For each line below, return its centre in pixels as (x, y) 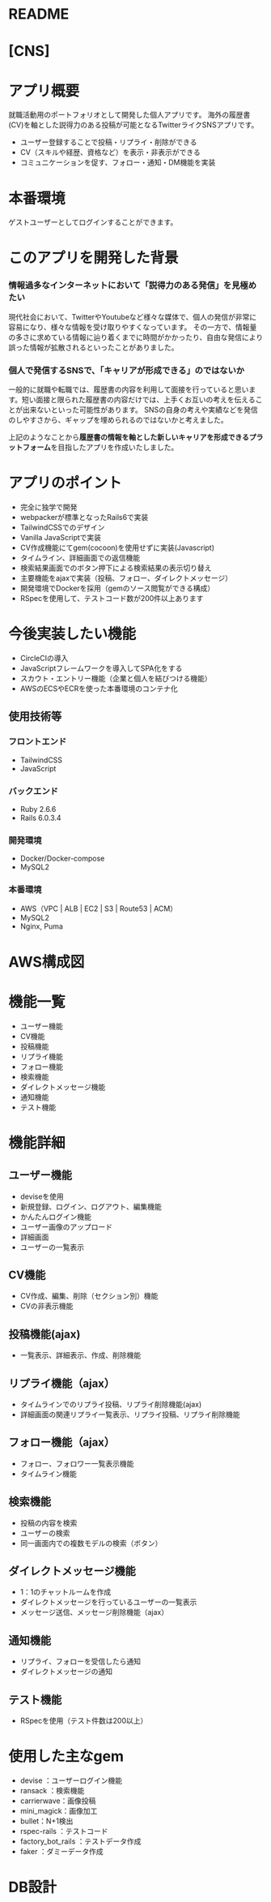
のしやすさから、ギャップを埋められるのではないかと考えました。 (118, 420)
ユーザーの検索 (45, 1533)
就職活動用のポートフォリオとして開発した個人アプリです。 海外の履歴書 (129, 115)
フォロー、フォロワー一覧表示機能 (77, 1463)
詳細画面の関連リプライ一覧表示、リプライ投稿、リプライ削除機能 (130, 1415)
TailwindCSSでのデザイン (62, 527)
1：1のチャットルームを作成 (66, 1592)
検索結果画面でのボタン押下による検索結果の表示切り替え (116, 568)
